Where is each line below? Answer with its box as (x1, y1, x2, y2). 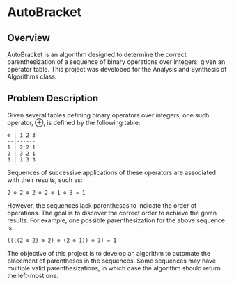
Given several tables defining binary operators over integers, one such (7, 111, 210, 119)
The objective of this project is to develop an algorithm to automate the (7, 249, 211, 257)
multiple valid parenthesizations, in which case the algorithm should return (7, 263, 221, 272)
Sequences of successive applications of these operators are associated (7, 168, 217, 177)
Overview (7, 32, 51, 44)
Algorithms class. (7, 72, 57, 81)
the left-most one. (7, 271, 59, 279)
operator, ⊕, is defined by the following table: (7, 118, 141, 127)
